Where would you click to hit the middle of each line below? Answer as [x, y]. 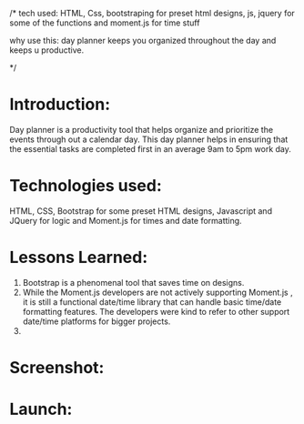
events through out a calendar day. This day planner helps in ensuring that [149, 139]
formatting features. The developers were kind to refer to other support [156, 311]
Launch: [41, 409]
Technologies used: [86, 186]
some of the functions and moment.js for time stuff [105, 23]
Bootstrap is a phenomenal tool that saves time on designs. [133, 282]
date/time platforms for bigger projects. [96, 321]
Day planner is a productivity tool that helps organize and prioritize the [142, 129]
